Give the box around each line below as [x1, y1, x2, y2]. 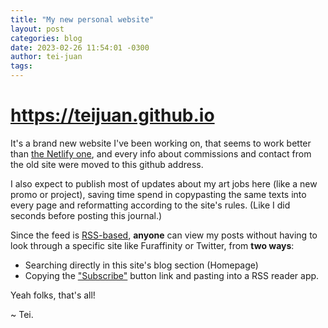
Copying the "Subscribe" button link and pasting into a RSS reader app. [24, 269, 320, 281]
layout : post [10, 24, 65, 34]
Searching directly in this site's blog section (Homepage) [24, 259, 259, 271]
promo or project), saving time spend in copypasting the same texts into [10, 188, 307, 200]
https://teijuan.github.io [10, 104, 215, 127]
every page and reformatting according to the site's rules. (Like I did [10, 199, 291, 211]
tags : [10, 61, 33, 71]
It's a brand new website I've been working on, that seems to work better [10, 137, 312, 149]
